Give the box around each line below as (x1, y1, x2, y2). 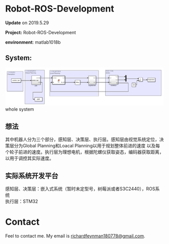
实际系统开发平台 (5, 172, 58, 180)
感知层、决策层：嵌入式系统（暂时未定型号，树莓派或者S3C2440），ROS (5, 186, 155, 192)
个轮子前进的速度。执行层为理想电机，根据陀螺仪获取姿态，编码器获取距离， (5, 149, 164, 155)
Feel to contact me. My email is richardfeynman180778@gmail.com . (5, 232, 145, 239)
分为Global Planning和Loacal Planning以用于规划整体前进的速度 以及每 (14, 143, 160, 149)
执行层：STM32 (5, 198, 38, 204)
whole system (5, 106, 34, 112)
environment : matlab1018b (5, 39, 61, 45)
